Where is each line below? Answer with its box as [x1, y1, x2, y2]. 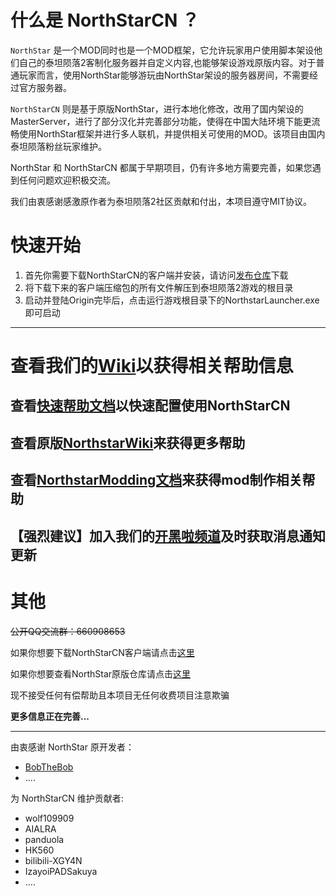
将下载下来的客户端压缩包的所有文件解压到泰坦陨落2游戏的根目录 [24, 281, 294, 293]
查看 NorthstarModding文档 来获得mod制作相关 [10, 472, 303, 489]
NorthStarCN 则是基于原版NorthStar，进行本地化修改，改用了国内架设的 [10, 102, 304, 115]
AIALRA [24, 822, 57, 835]
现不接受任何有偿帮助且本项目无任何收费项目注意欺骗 [10, 689, 230, 701]
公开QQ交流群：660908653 [10, 625, 126, 637]
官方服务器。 [18, 81, 72, 93]
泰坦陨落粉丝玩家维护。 [10, 140, 107, 152]
